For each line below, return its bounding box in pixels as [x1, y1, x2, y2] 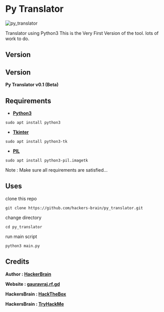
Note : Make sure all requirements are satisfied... [5, 167, 108, 173]
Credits [5, 258, 30, 266]
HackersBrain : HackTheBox [5, 291, 67, 297]
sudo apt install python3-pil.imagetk [5, 158, 88, 163]
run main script [5, 233, 37, 240]
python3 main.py [5, 243, 40, 248]
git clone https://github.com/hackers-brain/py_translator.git [5, 205, 143, 211]
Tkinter [12, 129, 29, 135]
